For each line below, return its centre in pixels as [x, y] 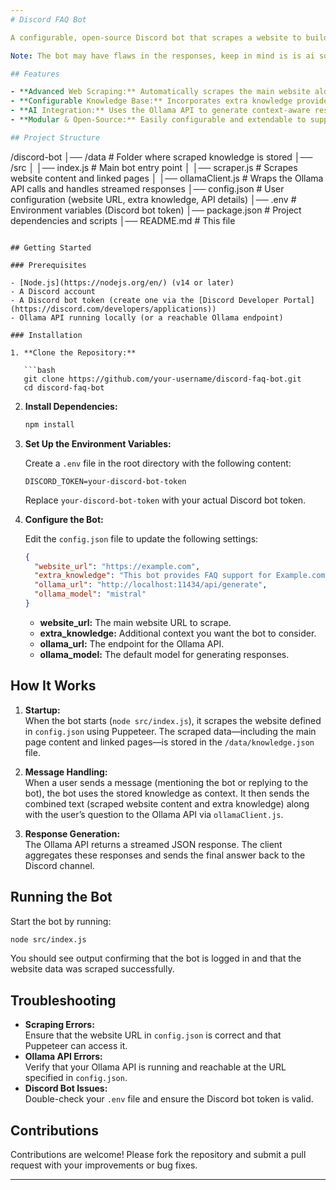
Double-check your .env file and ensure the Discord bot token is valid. [169, 1099]
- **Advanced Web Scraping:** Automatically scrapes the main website [160, 92]
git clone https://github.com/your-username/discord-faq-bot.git [162, 379]
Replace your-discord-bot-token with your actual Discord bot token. [165, 500]
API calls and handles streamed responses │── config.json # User [147, 188]
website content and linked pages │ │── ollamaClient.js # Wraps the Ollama [167, 178]
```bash [39, 370]
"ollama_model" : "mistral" [90, 594]
